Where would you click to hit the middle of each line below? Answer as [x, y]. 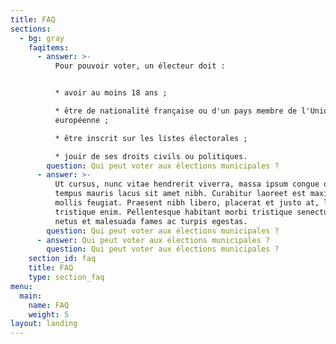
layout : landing [44, 324]
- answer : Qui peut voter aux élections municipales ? [153, 240]
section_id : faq [62, 259]
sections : [31, 29]
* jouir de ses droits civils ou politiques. [151, 156]
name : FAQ [49, 305]
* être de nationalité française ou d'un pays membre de [176, 111]
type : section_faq [66, 277]
